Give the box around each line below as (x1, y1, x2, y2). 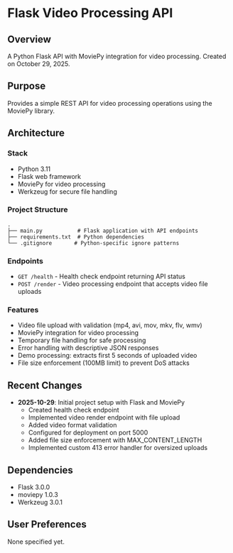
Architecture (7, 127, 65, 139)
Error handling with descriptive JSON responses (17, 344, 159, 352)
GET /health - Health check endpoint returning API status (17, 272, 186, 281)
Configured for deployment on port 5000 (28, 428, 148, 437)
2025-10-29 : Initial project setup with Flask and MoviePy (17, 398, 185, 407)
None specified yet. (7, 537, 65, 546)
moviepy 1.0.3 (17, 491, 58, 499)
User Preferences (7, 518, 87, 530)
